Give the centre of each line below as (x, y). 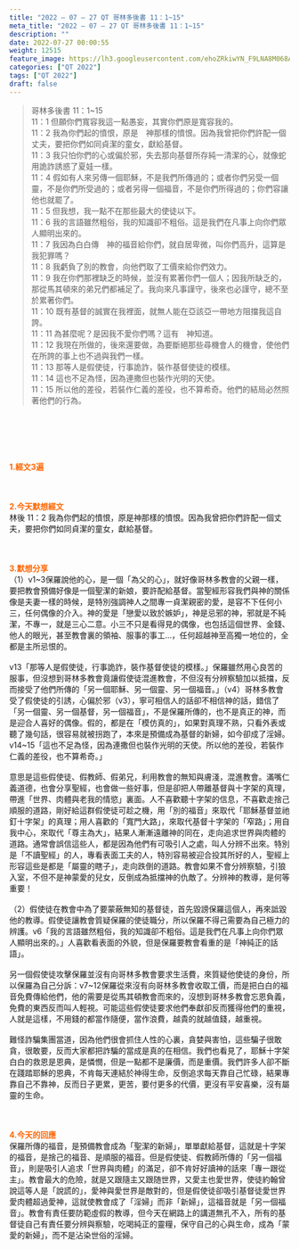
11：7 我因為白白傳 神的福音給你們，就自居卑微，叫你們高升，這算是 (158, 244)
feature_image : (37, 59)
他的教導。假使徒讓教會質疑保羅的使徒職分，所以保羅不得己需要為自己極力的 (149, 920)
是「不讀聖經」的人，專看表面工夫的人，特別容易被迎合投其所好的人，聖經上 (149, 855)
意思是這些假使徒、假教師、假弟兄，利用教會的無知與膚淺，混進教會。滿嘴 (145, 776)
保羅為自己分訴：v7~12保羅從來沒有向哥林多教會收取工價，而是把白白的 (149, 985)
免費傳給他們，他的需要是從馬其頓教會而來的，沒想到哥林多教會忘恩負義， (153, 997)
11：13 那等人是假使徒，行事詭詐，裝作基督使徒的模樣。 (133, 367)
